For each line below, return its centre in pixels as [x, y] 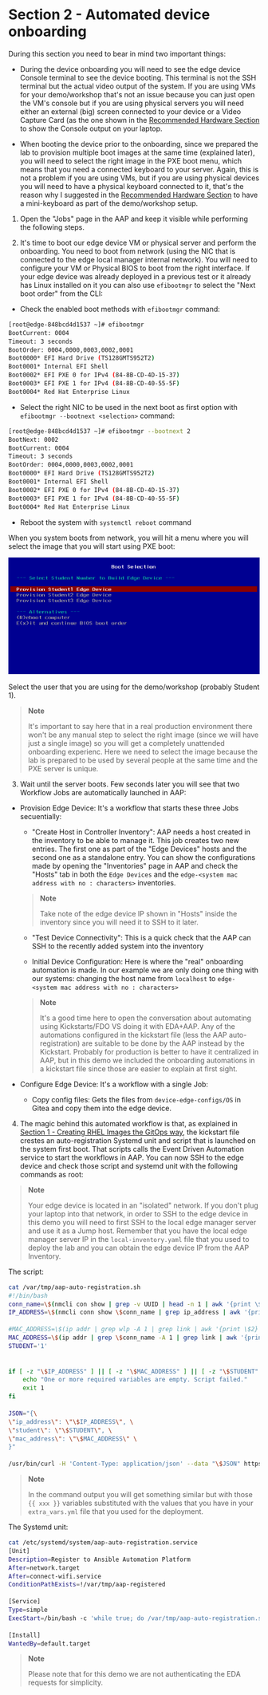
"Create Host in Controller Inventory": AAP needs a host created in [141, 832]
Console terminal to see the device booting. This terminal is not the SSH [138, 77]
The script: [26, 1271]
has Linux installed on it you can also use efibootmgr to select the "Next [138, 285]
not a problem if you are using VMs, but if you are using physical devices [140, 178]
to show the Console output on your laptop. [91, 128]
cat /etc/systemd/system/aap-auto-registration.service [103, 1543]
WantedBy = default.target [49, 1644]
